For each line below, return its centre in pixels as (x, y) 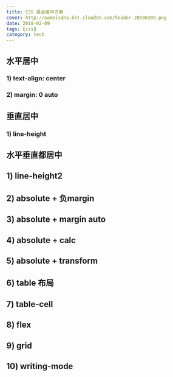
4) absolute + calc (41, 240)
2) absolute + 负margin (50, 198)
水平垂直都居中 (34, 155)
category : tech (25, 35)
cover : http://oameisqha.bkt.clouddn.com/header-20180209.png (86, 18)
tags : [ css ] (21, 29)
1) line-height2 (34, 176)
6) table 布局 (30, 283)
